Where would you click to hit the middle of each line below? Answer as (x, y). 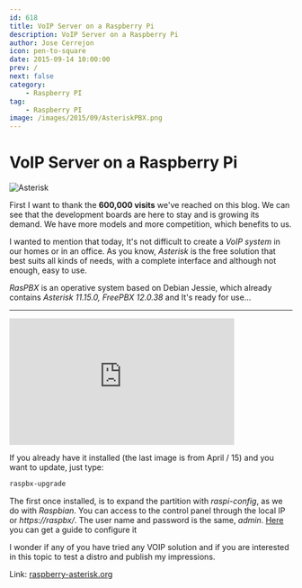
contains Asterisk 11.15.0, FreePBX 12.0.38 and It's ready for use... (130, 297)
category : (28, 85)
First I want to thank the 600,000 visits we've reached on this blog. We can (150, 205)
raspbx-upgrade (38, 484)
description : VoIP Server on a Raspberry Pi (94, 34)
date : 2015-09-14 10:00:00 (60, 59)
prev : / (24, 68)
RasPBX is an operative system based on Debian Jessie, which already (141, 288)
